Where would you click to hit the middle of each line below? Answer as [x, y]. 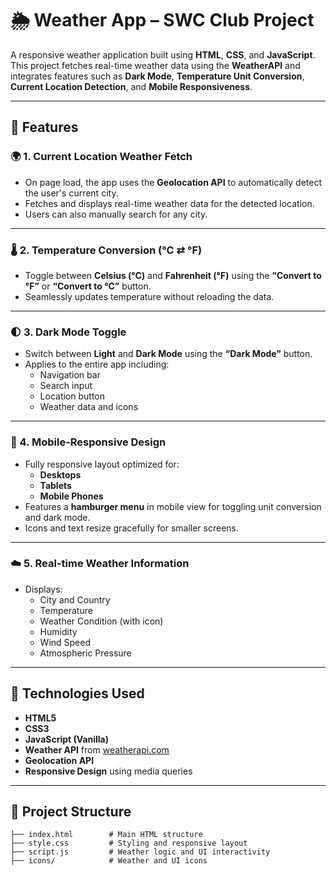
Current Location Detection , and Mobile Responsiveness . [131, 86]
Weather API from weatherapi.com [97, 749]
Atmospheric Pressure [85, 653]
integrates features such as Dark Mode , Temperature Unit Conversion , [157, 76]
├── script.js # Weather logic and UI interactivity [140, 852]
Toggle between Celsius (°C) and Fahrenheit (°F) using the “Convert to [173, 275]
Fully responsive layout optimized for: [102, 464]
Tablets [55, 485]
